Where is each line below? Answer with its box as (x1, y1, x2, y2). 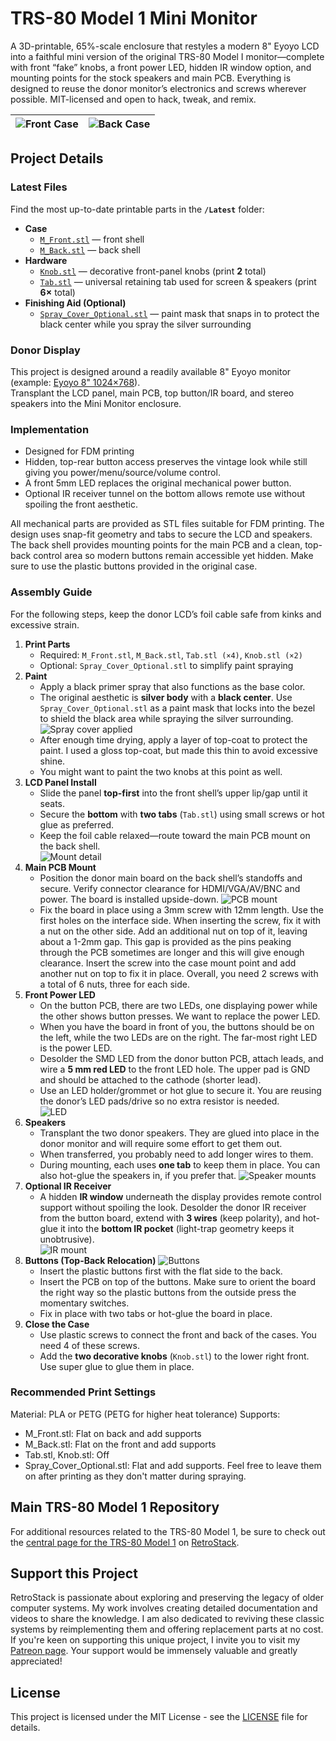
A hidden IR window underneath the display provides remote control (39, 1190, 322, 1202)
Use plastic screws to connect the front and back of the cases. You (39, 1328, 317, 1341)
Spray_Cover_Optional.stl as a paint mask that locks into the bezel (39, 702, 316, 714)
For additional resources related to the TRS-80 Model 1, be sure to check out (10, 1525, 326, 1537)
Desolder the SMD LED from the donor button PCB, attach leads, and (39, 1052, 324, 1064)
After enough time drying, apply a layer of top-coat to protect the (39, 733, 308, 746)
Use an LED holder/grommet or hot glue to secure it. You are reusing (39, 1084, 322, 1096)
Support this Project (10, 1565, 138, 1582)
